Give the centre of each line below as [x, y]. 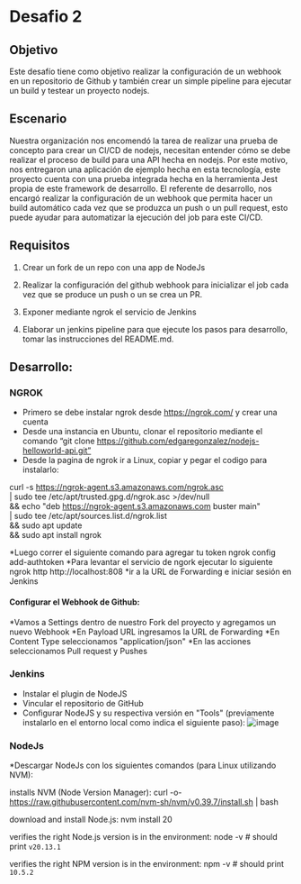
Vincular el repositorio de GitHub [83, 703]
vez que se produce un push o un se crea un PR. [112, 294]
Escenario [38, 119]
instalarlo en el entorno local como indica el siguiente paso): [133, 722]
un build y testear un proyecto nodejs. [80, 91]
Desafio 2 [46, 17]
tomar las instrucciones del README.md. [98, 339]
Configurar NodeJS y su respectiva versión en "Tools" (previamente [148, 713]
